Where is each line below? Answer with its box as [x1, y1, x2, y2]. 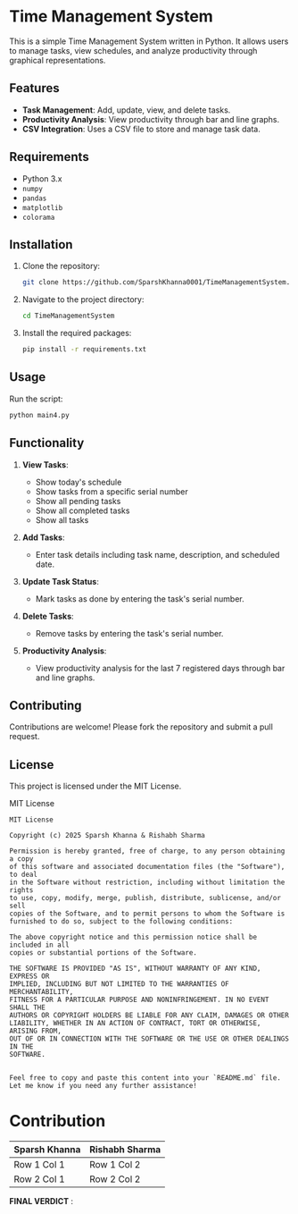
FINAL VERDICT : [9, 1196, 74, 1207]
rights [9, 886, 34, 895]
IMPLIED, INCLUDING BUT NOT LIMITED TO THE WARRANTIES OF [9, 980, 229, 989]
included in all [9, 940, 70, 949]
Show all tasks [35, 514, 89, 525]
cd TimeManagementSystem [21, 311, 115, 321]
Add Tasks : [21, 532, 65, 543]
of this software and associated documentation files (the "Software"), [9, 863, 286, 872]
